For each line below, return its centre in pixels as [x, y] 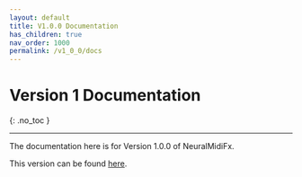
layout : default [40, 18]
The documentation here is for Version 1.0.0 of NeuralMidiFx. [122, 146]
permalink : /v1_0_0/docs [56, 51]
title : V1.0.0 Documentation [64, 26]
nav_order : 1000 [40, 43]
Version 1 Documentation [105, 96]
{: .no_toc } [30, 120]
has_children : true [46, 34]
